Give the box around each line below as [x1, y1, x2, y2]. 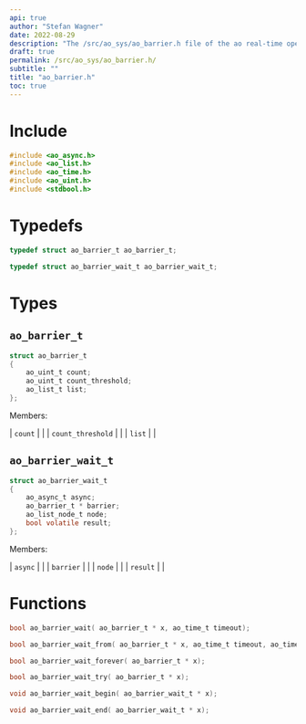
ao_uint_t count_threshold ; [25, 376, 132, 386]
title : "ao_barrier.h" [9, 73, 96, 82]
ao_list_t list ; [25, 385, 88, 394]
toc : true [9, 81, 47, 90]
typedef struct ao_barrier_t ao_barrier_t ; [9, 246, 178, 255]
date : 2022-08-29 [9, 30, 76, 39]
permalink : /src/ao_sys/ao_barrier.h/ [9, 56, 157, 65]
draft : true [9, 47, 55, 57]
